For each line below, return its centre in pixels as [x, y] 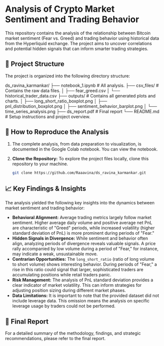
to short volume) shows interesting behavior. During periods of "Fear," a [84, 264]
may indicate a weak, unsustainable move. [55, 254]
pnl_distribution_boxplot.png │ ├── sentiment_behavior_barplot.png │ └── [81, 106]
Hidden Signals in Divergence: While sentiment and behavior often [80, 238]
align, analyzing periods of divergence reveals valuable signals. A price [84, 244]
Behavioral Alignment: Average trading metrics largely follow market [82, 218]
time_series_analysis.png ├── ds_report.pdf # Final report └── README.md [82, 111]
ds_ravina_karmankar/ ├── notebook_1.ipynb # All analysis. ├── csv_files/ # [82, 85]
